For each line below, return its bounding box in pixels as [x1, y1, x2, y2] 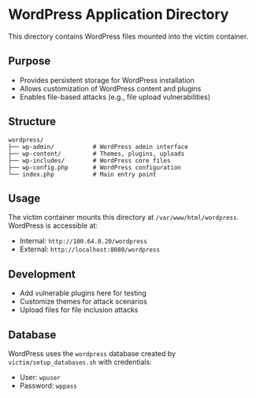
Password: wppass [19, 381, 77, 390]
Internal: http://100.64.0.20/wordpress [19, 236, 147, 246]
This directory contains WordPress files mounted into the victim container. [8, 32, 249, 41]
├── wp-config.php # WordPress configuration [8, 163, 181, 171]
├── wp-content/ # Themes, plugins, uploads [8, 150, 185, 158]
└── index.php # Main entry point [8, 170, 157, 178]
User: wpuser [19, 373, 61, 381]
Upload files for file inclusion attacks [19, 305, 139, 314]
